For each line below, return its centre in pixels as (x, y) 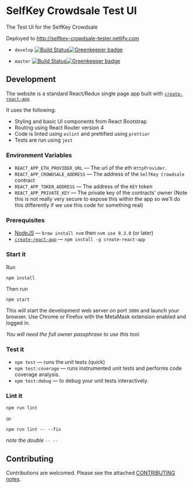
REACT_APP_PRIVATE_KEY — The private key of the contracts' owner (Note (101, 193)
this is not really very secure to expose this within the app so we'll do (97, 199)
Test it (15, 349)
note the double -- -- (32, 441)
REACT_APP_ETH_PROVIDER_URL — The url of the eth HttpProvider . (90, 168)
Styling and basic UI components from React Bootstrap (80, 121)
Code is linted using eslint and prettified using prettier (82, 133)
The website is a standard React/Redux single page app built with (85, 93)
